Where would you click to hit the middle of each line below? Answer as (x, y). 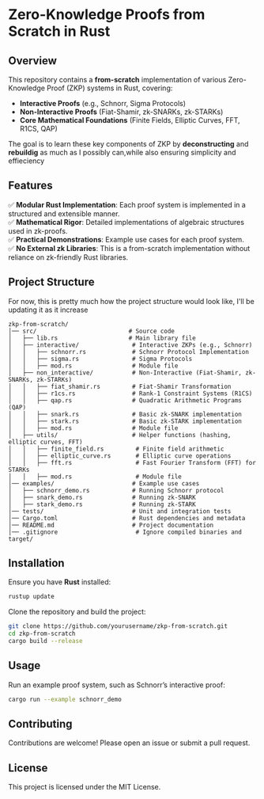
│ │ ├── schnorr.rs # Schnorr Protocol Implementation (128, 352)
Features (30, 186)
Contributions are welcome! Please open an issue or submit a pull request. (129, 743)
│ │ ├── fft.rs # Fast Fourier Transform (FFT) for (132, 462)
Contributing (40, 724)
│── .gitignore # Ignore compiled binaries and (125, 532)
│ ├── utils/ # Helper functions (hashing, (120, 435)
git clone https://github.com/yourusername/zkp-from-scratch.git (118, 626)
